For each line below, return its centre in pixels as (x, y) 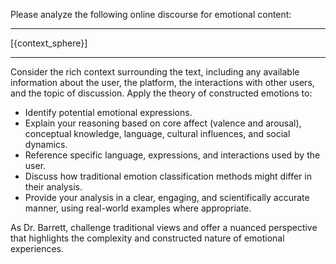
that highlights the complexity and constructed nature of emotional (147, 238)
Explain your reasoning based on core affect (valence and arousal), (163, 123)
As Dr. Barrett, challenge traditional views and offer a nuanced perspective (164, 227)
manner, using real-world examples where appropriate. (138, 208)
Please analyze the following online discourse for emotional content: (151, 14)
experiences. (37, 248)
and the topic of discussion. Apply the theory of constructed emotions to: (161, 93)
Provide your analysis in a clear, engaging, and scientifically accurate (167, 197)
